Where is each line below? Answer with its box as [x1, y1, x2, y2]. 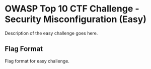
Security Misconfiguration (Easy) [5, 13, 147, 25]
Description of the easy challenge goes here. [5, 30, 98, 36]
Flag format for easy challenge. [5, 58, 70, 64]
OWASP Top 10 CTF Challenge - [5, 3, 139, 14]
